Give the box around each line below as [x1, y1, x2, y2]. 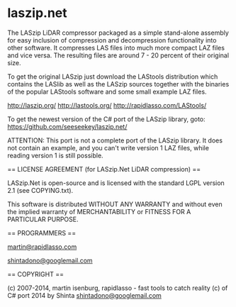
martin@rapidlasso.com [7, 242, 77, 251]
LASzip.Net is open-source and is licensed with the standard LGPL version [7, 179, 225, 187]
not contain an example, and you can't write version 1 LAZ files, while [7, 143, 209, 152]
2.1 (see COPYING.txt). [7, 186, 74, 194]
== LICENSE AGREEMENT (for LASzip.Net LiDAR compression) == [7, 164, 201, 173]
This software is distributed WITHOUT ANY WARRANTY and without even [7, 200, 223, 208]
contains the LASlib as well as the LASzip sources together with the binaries [7, 79, 230, 88]
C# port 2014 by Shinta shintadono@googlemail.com [7, 291, 162, 299]
